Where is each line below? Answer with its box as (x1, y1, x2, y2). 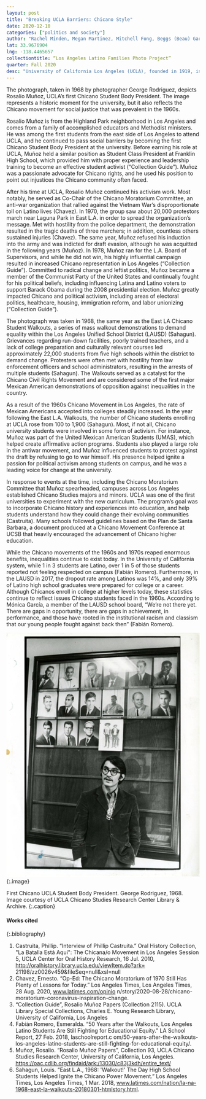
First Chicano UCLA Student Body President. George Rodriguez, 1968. (6, 889, 183, 896)
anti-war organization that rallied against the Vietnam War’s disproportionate (6, 201, 199, 208)
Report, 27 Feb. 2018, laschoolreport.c (15, 1033, 112, 1041)
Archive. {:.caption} (6, 903, 56, 910)
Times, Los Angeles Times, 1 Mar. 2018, (15, 1079, 115, 1087)
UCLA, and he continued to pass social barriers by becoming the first (6, 137, 181, 144)
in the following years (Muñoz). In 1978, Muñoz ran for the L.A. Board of (6, 246, 187, 254)
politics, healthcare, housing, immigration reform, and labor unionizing (6, 298, 184, 306)
